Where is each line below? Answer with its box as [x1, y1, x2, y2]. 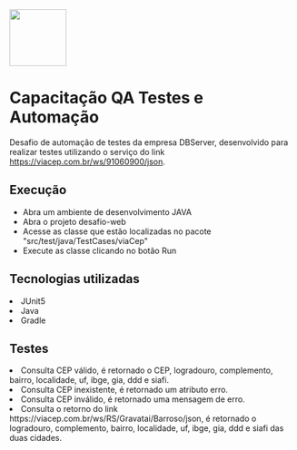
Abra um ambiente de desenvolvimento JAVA [22, 206, 193, 217]
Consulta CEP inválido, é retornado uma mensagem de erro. [21, 394, 245, 405]
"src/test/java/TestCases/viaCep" [22, 235, 148, 246]
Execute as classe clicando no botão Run [22, 245, 177, 256]
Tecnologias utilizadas [9, 271, 140, 287]
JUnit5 [21, 295, 45, 307]
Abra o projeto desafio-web [22, 216, 127, 227]
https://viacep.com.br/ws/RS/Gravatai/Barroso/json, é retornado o [9, 413, 257, 425]
